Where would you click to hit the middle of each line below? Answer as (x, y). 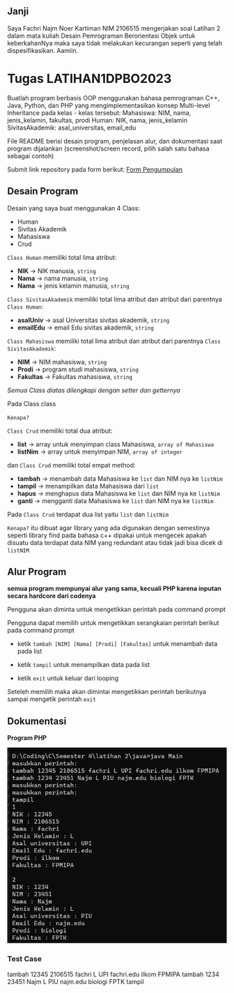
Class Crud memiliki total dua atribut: (60, 431)
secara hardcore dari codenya (52, 596)
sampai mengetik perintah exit (52, 699)
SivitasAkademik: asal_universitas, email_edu (72, 128)
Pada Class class (32, 403)
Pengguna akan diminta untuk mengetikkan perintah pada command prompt (117, 610)
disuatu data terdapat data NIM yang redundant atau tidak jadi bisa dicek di (115, 542)
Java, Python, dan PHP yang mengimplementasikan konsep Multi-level (109, 105)
